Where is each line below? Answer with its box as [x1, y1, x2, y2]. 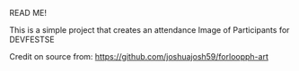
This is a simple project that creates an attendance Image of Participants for [9, 25, 290, 35]
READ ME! [9, 8, 48, 18]
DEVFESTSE [9, 35, 56, 44]
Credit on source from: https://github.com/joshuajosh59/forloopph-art [9, 51, 269, 61]
